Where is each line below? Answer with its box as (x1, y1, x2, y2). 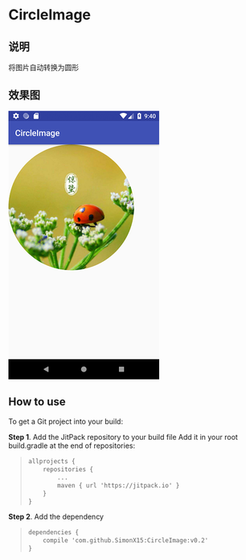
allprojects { (27, 457, 76, 465)
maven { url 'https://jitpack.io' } (57, 481, 180, 489)
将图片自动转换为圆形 (8, 63, 79, 72)
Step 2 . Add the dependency (8, 512, 105, 521)
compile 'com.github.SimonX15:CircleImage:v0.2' (43, 536, 209, 545)
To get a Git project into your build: (8, 417, 123, 426)
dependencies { (27, 528, 80, 537)
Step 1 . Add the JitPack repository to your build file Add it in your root (8, 432, 239, 442)
